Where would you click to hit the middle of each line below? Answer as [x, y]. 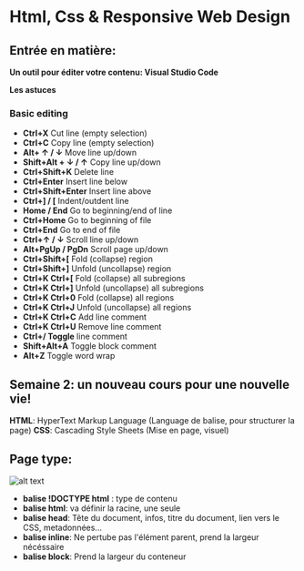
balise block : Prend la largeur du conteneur [104, 556]
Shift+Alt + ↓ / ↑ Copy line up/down [91, 162]
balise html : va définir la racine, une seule [101, 508]
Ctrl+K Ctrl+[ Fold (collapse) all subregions [104, 279]
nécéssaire [43, 546]
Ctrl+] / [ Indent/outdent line [76, 201]
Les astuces [33, 90]
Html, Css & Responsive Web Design [150, 17]
